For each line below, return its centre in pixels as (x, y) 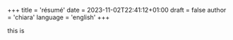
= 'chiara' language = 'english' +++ (59, 17)
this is (16, 31)
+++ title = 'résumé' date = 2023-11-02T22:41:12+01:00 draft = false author (117, 10)
